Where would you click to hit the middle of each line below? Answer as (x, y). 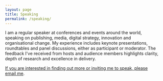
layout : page (18, 10)
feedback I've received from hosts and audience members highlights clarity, (82, 54)
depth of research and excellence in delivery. (51, 59)
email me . (15, 74)
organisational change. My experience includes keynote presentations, (76, 43)
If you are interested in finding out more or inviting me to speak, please (76, 68)
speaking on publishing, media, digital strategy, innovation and (68, 38)
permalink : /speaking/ (28, 19)
